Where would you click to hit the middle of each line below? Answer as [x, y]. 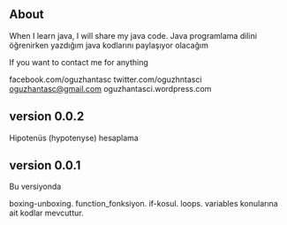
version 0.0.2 [47, 117]
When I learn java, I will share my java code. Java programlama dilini [133, 35]
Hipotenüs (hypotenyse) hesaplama [74, 138]
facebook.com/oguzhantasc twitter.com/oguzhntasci [106, 79]
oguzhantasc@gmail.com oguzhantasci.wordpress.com [110, 88]
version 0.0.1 [45, 165]
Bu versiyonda [35, 187]
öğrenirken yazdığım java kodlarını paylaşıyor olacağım [109, 45]
